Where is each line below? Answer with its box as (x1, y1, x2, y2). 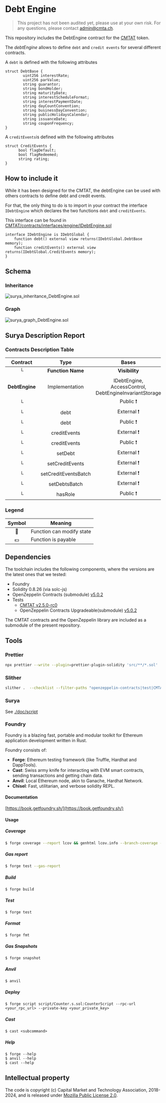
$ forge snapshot (5, 956, 41, 961)
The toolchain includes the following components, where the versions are (5, 566, 155, 572)
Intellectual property (5, 1074, 70, 1082)
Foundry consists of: (5, 747, 47, 753)
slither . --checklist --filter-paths (5, 686, 87, 691)
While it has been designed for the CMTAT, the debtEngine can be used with (5, 187, 161, 193)
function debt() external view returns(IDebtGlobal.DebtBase (14, 236, 142, 241)
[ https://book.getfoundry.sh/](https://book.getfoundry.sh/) (5, 806, 124, 812)
